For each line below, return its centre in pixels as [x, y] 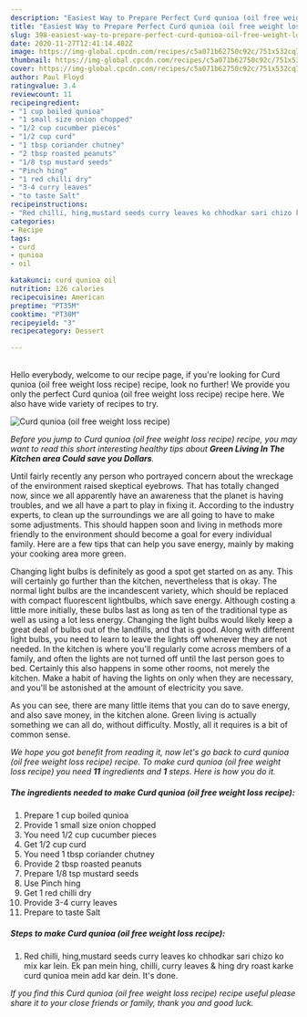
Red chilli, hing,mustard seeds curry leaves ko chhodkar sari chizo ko [153, 956]
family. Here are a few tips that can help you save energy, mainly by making [152, 545]
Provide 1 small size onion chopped [90, 825]
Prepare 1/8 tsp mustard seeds [81, 874]
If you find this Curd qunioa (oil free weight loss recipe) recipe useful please [153, 993]
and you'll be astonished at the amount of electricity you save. [127, 688]
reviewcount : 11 [41, 94]
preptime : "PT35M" [45, 306]
